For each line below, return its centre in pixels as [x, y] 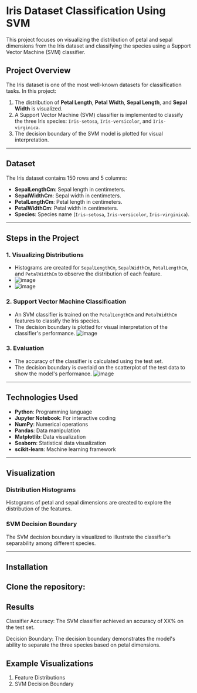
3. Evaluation [25, 348]
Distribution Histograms [41, 490]
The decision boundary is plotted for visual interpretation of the [91, 327]
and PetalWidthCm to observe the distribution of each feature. [88, 274]
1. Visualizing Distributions [45, 255]
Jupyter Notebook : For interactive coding [65, 418]
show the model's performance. [53, 374]
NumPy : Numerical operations [51, 424]
